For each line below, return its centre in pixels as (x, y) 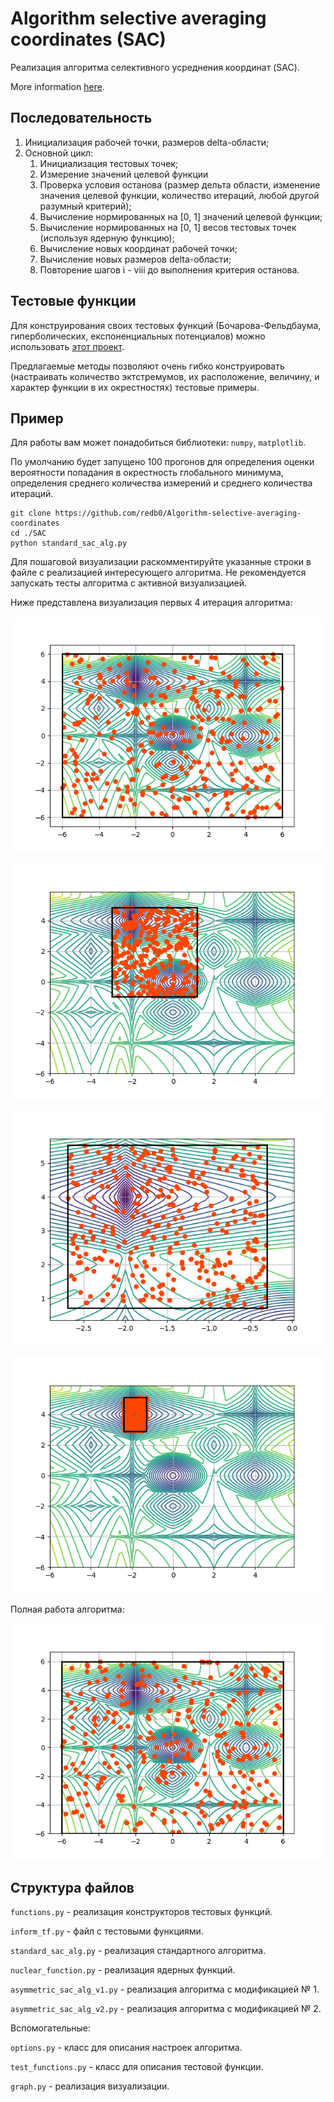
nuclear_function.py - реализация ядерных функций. (123, 1970)
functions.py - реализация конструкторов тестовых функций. (141, 1912)
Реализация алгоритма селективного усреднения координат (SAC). (155, 67)
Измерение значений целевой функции (124, 174)
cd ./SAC (28, 533)
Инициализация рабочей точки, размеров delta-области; (147, 142)
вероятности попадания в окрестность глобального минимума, (147, 473)
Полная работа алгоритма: (67, 1609)
